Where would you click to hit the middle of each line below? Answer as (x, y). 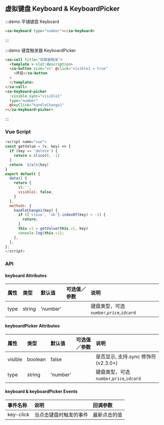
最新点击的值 (107, 415)
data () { (18, 178)
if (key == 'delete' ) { (33, 151)
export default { (23, 174)
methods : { (20, 206)
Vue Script (18, 132)
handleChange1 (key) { (36, 210)
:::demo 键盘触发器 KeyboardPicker (41, 50)
